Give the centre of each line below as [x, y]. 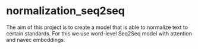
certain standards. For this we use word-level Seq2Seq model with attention [99, 33]
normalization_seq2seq [65, 11]
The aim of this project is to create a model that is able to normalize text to [97, 27]
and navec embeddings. [36, 40]
